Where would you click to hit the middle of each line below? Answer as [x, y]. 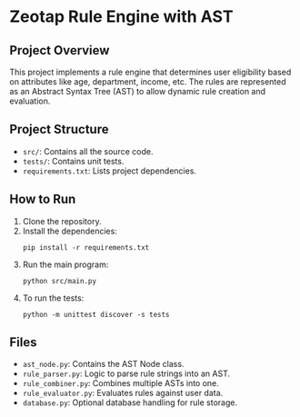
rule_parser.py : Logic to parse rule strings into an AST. [126, 373]
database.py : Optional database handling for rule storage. [130, 402]
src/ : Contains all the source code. [88, 151]
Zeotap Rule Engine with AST [121, 17]
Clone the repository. [62, 221]
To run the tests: [53, 298]
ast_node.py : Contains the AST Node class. [103, 364]
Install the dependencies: [70, 231]
